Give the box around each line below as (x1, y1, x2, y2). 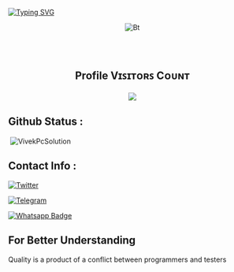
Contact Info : (8, 159, 77, 173)
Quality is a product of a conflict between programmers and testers (8, 255, 227, 264)
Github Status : (8, 114, 84, 128)
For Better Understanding (8, 233, 136, 248)
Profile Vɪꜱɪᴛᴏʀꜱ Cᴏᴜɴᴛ (74, 69, 191, 83)
